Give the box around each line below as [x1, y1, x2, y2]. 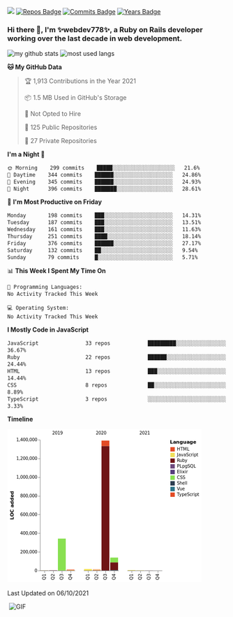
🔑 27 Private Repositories [24, 137, 98, 145]
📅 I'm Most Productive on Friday [7, 198, 103, 206]
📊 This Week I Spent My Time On [7, 267, 106, 275]
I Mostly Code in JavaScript [7, 325, 89, 334]
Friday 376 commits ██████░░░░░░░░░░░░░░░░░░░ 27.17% [7, 240, 201, 247]
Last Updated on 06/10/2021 [7, 589, 89, 597]
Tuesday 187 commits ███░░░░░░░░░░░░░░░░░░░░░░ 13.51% [7, 219, 201, 226]
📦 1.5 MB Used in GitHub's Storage [24, 94, 127, 102]
